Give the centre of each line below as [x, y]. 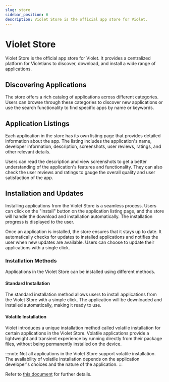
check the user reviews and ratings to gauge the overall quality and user [80, 172]
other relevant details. [28, 151]
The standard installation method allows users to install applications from [81, 294]
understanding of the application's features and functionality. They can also [84, 167]
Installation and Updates [44, 194]
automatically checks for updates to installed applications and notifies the [82, 237]
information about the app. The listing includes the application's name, [78, 141]
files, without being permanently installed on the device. [64, 344]
